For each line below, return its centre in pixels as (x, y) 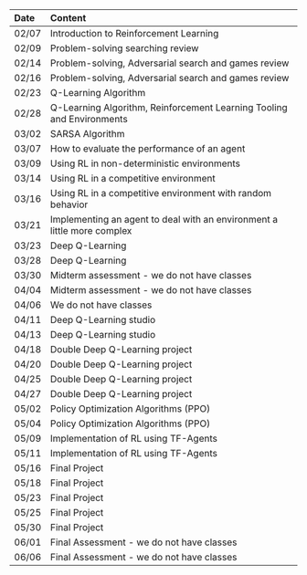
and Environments (89, 119)
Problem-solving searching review (124, 48)
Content (68, 18)
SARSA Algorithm (87, 134)
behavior (69, 204)
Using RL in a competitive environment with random (161, 193)
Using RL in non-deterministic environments (145, 163)
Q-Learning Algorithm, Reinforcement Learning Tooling (169, 107)
